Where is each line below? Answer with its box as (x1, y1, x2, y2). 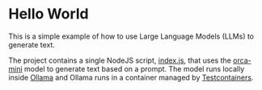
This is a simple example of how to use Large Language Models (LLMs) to (8, 31, 255, 41)
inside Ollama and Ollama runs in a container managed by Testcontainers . (8, 72, 254, 82)
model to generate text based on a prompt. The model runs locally (23, 63, 245, 73)
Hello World (8, 5, 89, 23)
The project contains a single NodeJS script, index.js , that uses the (8, 55, 232, 65)
